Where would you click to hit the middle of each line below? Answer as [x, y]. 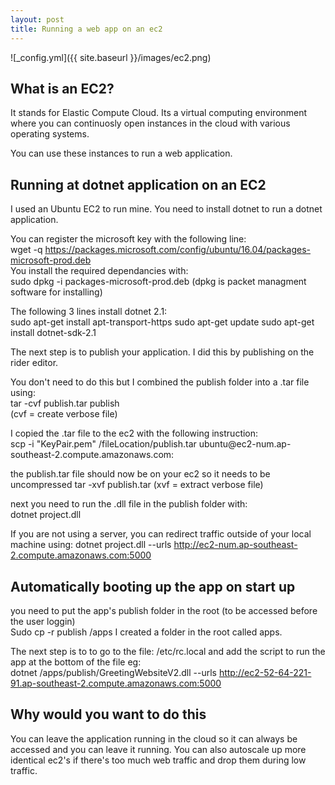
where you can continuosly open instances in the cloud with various [150, 123]
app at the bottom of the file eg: [76, 662]
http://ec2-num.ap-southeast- [235, 545]
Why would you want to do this [108, 714]
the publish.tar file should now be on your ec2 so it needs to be [140, 474]
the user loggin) [43, 621]
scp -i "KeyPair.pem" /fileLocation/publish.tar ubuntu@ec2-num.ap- [151, 444]
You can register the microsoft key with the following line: [128, 239]
